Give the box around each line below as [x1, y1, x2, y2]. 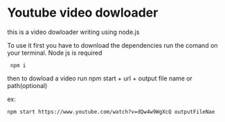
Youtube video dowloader [7, 5, 159, 21]
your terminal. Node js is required [7, 49, 102, 57]
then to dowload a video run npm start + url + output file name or [7, 74, 192, 82]
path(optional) [7, 81, 48, 89]
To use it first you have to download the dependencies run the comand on [7, 41, 218, 49]
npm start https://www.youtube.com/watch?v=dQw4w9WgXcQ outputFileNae [7, 108, 215, 115]
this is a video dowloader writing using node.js [7, 28, 140, 36]
